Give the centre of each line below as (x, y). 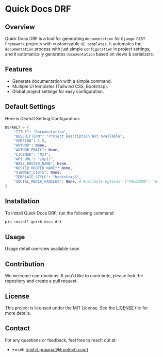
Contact (17, 329)
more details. (18, 313)
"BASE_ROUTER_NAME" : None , (41, 163)
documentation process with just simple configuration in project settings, (78, 49)
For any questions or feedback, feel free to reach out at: (61, 340)
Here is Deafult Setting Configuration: (42, 118)
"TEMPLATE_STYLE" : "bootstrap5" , (48, 177)
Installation (22, 201)
